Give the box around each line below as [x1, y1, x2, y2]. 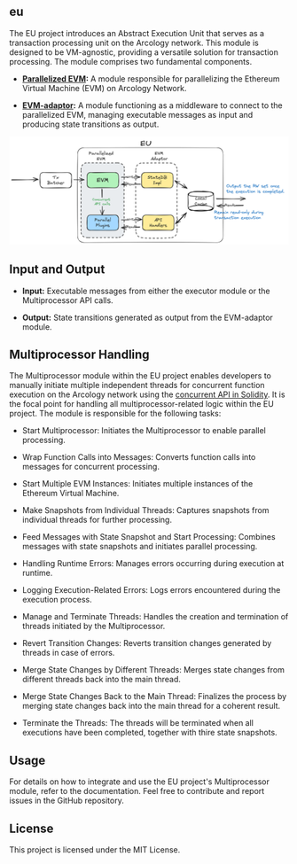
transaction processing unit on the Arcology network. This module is [9, 37, 259, 48]
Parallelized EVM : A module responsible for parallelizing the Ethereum [21, 73, 280, 84]
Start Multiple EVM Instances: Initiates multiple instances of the [21, 479, 254, 489]
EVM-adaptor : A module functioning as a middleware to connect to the [21, 99, 284, 111]
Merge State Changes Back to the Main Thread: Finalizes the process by [21, 691, 287, 702]
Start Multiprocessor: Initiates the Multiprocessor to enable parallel [21, 425, 266, 436]
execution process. [21, 595, 92, 605]
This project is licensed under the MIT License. [9, 844, 181, 855]
